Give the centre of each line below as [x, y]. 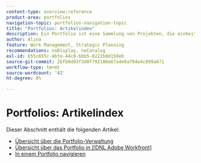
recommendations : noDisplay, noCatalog [56, 51]
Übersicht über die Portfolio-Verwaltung [64, 142]
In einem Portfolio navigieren [50, 154]
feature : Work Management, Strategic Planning [65, 45]
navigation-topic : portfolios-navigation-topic [67, 23]
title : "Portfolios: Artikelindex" [51, 28]
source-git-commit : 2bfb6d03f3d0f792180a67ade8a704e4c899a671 [85, 61]
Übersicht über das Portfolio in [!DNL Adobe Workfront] [83, 147]
